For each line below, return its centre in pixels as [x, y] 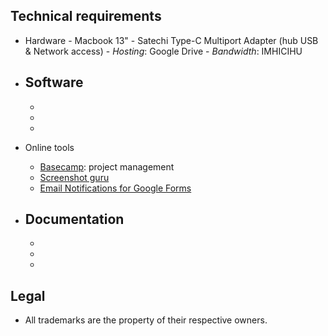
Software [54, 82]
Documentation [74, 219]
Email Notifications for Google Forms [115, 188]
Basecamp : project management [107, 166]
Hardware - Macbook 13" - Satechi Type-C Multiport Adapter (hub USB [171, 40]
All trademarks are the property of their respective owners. [146, 320]
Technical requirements [86, 16]
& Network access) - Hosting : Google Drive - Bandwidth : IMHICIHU [163, 51]
